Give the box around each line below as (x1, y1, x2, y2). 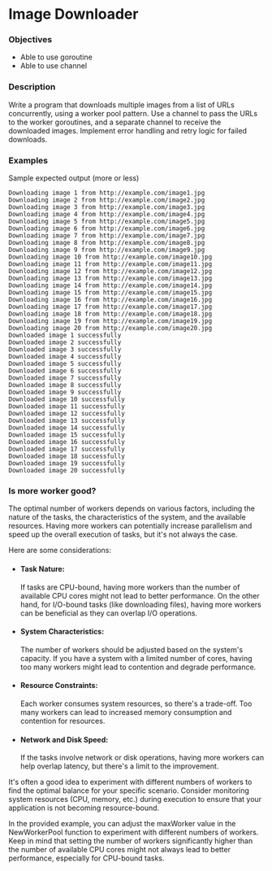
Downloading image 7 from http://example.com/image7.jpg (8, 232, 205, 240)
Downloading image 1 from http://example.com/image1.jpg (8, 189, 205, 198)
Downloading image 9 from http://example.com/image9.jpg (8, 246, 205, 255)
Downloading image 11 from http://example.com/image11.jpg (8, 260, 213, 268)
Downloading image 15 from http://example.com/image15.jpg (8, 289, 213, 297)
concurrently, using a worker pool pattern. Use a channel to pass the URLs (8, 108, 258, 118)
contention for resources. (19, 716, 106, 725)
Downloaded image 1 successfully (8, 331, 122, 340)
